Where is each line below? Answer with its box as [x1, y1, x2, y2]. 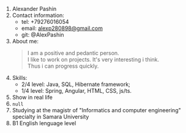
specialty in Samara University [12, 113, 89, 120]
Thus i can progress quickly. [27, 62, 99, 70]
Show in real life [12, 94, 53, 101]
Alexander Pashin [12, 5, 57, 12]
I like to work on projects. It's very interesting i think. [27, 56, 160, 63]
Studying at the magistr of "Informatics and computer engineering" [12, 107, 182, 113]
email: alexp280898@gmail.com [21, 24, 103, 32]
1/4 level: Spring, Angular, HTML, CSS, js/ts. [21, 87, 132, 94]
